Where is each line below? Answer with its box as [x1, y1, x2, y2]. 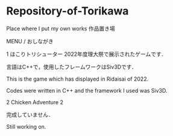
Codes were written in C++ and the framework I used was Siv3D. [6, 87, 168, 94]
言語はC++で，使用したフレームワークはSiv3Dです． [6, 63, 137, 70]
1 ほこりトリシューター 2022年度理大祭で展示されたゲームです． [6, 50, 167, 58]
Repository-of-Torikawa [6, 4, 129, 18]
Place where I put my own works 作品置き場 [6, 25, 116, 32]
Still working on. [6, 123, 46, 130]
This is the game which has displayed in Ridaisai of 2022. [6, 75, 149, 82]
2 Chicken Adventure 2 [6, 98, 63, 106]
